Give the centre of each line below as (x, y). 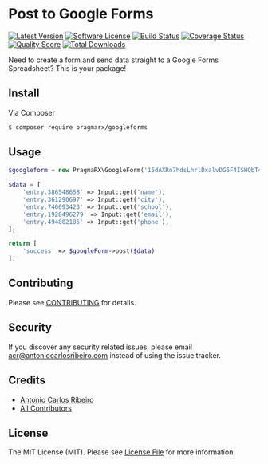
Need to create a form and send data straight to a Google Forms (114, 60)
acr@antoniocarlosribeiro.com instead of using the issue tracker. (115, 355)
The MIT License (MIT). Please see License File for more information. (122, 452)
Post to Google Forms (81, 14)
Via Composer (32, 112)
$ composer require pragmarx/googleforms (78, 127)
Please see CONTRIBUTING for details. (73, 302)
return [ (23, 244)
